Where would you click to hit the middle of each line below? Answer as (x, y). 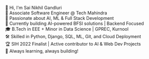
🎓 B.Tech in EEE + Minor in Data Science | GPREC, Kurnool (67, 29)
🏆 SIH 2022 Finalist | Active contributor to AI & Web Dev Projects (73, 44)
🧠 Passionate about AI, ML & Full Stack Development (60, 18)
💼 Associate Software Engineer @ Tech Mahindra (56, 13)
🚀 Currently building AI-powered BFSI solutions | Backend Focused (75, 23)
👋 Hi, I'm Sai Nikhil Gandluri (33, 8)
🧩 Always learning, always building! (42, 51)
